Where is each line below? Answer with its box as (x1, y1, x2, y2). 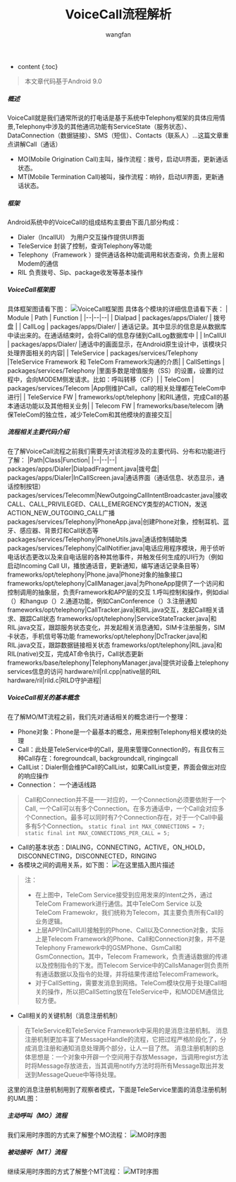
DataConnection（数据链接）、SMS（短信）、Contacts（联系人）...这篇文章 (7, 131, 223, 140)
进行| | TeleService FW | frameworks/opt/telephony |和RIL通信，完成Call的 (7, 393, 223, 401)
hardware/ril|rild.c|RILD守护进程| (7, 676, 102, 684)
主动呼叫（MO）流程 (7, 1112, 68, 1120)
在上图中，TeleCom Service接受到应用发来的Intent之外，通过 (35, 890, 213, 899)
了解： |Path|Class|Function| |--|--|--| (7, 455, 118, 464)
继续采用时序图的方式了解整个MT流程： (7, 1167, 122, 1176)
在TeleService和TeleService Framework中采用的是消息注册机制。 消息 (24, 1026, 229, 1035)
